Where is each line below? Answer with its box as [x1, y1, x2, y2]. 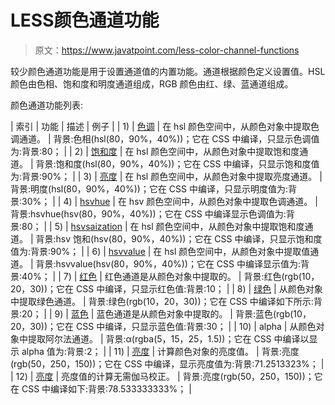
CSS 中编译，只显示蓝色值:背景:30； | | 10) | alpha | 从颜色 [75, 320, 317, 332]
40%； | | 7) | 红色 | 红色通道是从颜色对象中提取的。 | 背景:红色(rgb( [21, 270, 302, 282]
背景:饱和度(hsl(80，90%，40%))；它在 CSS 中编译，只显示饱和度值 [35, 157, 320, 170]
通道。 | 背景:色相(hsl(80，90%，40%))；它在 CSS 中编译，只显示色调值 [18, 132, 320, 145]
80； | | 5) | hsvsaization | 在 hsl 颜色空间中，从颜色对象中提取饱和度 [21, 220, 305, 232]
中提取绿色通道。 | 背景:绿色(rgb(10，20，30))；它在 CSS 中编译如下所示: [10, 295, 314, 307]
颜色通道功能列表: [10, 99, 84, 111]
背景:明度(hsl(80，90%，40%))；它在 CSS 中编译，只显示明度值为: [10, 182, 288, 195]
